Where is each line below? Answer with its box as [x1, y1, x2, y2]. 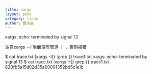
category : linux [5, 16, 38, 21]
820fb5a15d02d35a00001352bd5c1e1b [5, 64, 84, 70]
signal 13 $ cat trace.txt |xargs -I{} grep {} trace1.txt [5, 59, 109, 65]
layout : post [5, 12, 32, 17]
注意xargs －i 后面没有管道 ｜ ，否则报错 [5, 44, 87, 50]
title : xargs [5, 7, 32, 12]
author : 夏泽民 [5, 20, 34, 26]
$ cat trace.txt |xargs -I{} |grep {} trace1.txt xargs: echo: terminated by [5, 54, 147, 60]
